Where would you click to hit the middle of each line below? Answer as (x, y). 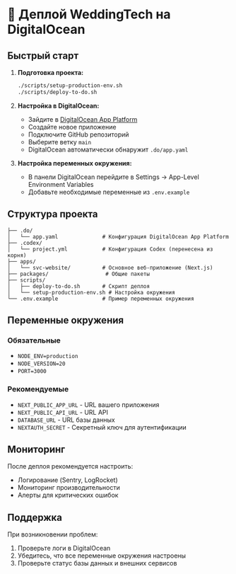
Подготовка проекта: (50, 73)
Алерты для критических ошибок (68, 495)
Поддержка (35, 517)
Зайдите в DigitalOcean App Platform (83, 119)
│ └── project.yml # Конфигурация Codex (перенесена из (110, 249)
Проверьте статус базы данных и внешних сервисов (97, 563)
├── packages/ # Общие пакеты (79, 274)
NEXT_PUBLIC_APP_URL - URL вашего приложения (88, 404)
